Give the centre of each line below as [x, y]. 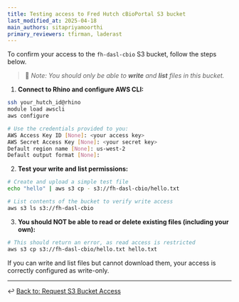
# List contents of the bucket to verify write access [90, 201]
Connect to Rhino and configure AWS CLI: [81, 89]
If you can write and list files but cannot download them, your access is [112, 263]
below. [17, 62]
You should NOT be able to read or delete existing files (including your [123, 221]
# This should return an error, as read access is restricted [101, 242]
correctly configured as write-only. [58, 270]
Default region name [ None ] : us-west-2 [67, 149]
